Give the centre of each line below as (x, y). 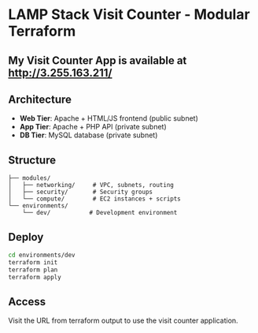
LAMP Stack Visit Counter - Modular (129, 15)
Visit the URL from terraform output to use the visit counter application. (123, 320)
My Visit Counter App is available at (98, 60)
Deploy (26, 237)
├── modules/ (29, 178)
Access (27, 301)
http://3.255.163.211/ (60, 73)
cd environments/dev (42, 255)
